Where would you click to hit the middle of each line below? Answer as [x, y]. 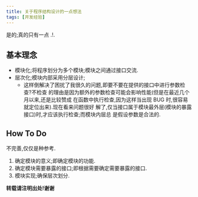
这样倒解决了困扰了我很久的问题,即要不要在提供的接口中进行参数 [102, 85]
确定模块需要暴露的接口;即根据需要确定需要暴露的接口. [81, 168]
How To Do [27, 133]
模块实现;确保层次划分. [42, 176]
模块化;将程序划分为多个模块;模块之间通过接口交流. [76, 70]
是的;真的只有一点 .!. [31, 35]
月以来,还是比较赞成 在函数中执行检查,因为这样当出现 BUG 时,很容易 [106, 100]
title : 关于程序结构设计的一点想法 [44, 12]
